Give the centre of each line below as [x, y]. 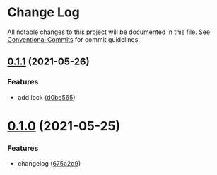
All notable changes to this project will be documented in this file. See [109, 32]
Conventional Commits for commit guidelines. [74, 39]
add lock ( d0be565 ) [46, 97]
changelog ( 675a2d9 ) [49, 164]
